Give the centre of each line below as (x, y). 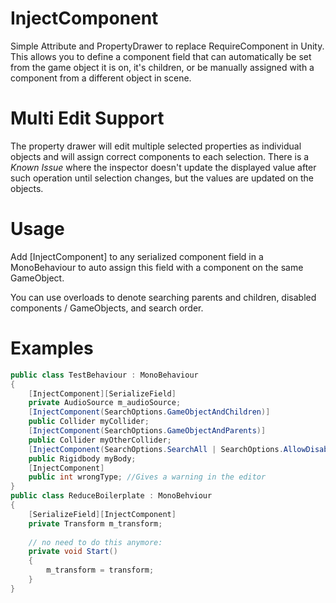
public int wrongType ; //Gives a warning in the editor (147, 477)
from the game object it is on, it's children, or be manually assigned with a (162, 67)
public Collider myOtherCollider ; (100, 440)
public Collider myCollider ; (89, 422)
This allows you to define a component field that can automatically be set (161, 56)
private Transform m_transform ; (95, 523)
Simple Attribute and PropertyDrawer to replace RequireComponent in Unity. (167, 46)
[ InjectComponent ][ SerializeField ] (102, 393)
